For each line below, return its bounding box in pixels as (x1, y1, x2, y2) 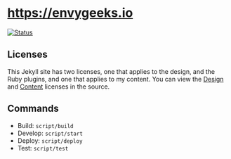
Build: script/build (17, 121, 74, 129)
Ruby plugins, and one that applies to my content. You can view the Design (7, 75, 224, 83)
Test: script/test (17, 144, 69, 152)
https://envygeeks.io (7, 5, 133, 21)
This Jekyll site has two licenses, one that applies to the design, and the (7, 67, 216, 75)
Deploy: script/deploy (17, 136, 83, 145)
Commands (7, 103, 60, 115)
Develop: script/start (17, 129, 83, 137)
